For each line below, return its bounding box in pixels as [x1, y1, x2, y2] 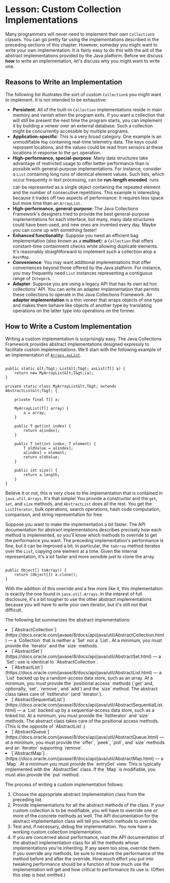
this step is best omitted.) [12, 871, 66, 878]
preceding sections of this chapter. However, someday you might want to [5, 41, 158, 48]
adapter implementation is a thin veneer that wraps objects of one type [12, 297, 163, 303]
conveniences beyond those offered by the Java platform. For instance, [12, 264, 162, 271]
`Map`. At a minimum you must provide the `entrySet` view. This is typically [5, 761, 161, 767]
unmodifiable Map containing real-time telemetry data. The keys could [12, 139, 157, 145]
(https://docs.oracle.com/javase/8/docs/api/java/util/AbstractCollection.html [5, 632, 164, 638]
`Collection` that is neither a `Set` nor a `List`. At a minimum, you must [17, 637, 162, 643]
